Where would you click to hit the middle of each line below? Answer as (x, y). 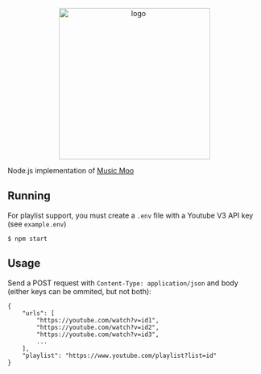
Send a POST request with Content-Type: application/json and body (123, 283)
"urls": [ (39, 313)
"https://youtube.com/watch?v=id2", (98, 327)
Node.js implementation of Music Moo (71, 170)
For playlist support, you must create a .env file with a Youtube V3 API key (130, 215)
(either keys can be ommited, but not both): (80, 291)
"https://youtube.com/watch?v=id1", (98, 320)
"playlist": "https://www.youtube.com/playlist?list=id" (120, 355)
